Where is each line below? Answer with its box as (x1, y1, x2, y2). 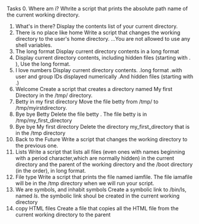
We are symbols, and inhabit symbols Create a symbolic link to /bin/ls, (15, 186, 187, 193)
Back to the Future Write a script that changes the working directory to (15, 136, 188, 142)
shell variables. (15, 41, 53, 48)
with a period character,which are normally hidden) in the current (15, 155, 174, 161)
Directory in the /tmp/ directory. (15, 92, 93, 99)
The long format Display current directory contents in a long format (15, 48, 179, 55)
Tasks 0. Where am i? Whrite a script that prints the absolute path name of (7, 5, 188, 12)
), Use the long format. (15, 60, 70, 67)
